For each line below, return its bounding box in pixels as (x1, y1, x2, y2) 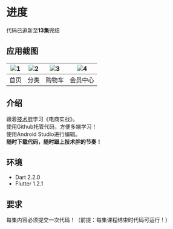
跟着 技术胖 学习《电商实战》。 (6, 115, 78, 123)
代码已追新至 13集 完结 (6, 27, 60, 34)
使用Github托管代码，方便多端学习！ (6, 123, 97, 130)
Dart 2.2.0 (15, 173, 41, 181)
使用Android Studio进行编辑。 (6, 131, 81, 138)
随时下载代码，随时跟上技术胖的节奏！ (6, 138, 102, 145)
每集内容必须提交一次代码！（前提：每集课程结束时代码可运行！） (6, 216, 171, 224)
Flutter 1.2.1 (15, 180, 44, 187)
